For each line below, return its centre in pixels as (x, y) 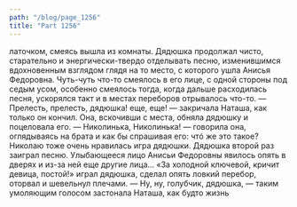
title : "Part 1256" (45, 26)
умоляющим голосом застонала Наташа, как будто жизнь (119, 193)
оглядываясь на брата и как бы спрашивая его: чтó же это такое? (134, 136)
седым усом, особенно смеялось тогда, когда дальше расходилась (138, 89)
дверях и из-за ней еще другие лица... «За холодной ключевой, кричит (145, 164)
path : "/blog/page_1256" (55, 17)
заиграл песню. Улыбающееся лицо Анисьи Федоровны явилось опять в (148, 155)
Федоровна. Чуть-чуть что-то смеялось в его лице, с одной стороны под (148, 79)
